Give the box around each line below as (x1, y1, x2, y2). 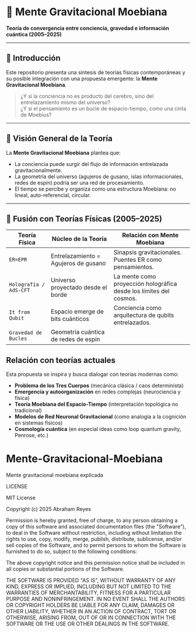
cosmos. (113, 295, 137, 303)
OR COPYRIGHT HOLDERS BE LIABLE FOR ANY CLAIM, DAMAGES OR (6, 602, 175, 609)
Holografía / (9, 281, 45, 288)
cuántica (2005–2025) (6, 30, 62, 37)
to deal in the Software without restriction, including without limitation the (6, 529, 182, 537)
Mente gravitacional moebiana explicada (6, 472, 104, 479)
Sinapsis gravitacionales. (113, 248, 182, 257)
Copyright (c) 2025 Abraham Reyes (6, 506, 92, 513)
